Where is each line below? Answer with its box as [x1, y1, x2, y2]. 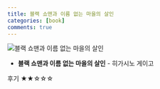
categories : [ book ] [7, 17, 65, 24]
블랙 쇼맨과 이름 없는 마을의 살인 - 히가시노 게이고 [17, 59, 154, 68]
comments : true [7, 23, 53, 31]
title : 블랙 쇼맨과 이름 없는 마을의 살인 [7, 10, 114, 18]
